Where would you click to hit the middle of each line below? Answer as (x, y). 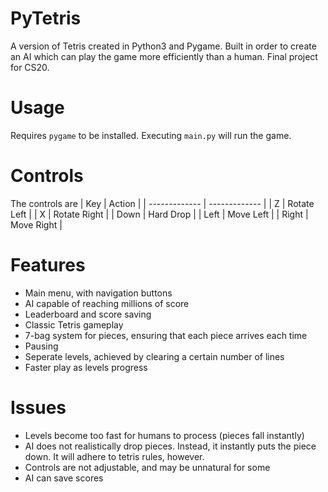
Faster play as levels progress (86, 367)
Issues (38, 407)
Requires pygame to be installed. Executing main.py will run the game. (151, 135)
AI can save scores (64, 478)
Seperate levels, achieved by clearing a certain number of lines (154, 356)
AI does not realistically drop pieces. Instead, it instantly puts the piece (170, 446)
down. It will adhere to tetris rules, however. (114, 456)
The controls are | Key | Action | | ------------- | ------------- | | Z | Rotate (162, 203)
